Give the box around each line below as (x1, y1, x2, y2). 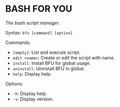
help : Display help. (12, 70, 52, 77)
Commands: (5, 39, 31, 46)
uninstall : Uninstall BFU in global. (12, 65, 85, 72)
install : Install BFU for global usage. (12, 60, 91, 66)
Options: (5, 81, 23, 87)
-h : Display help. (12, 90, 47, 96)
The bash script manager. (5, 20, 60, 26)
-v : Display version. (12, 96, 54, 102)
